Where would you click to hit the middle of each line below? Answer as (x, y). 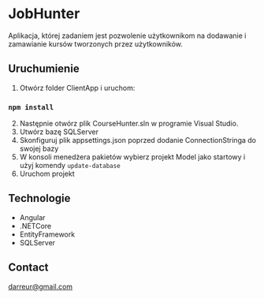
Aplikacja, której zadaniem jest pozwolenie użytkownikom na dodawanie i (127, 36)
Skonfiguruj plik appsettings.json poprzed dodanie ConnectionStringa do (138, 140)
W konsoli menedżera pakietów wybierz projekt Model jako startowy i (132, 157)
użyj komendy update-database (70, 166)
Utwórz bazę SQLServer (59, 132)
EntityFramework (47, 234)
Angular (32, 217)
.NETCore (35, 226)
